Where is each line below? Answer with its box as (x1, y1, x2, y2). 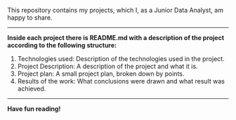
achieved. (17, 84, 46, 93)
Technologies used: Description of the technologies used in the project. (17, 55, 225, 62)
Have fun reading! (7, 105, 61, 113)
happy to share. (7, 13, 53, 22)
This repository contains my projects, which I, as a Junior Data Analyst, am (7, 6, 223, 14)
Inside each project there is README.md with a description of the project (7, 34, 225, 41)
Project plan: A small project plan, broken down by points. (17, 69, 185, 78)
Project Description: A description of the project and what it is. (17, 62, 198, 70)
